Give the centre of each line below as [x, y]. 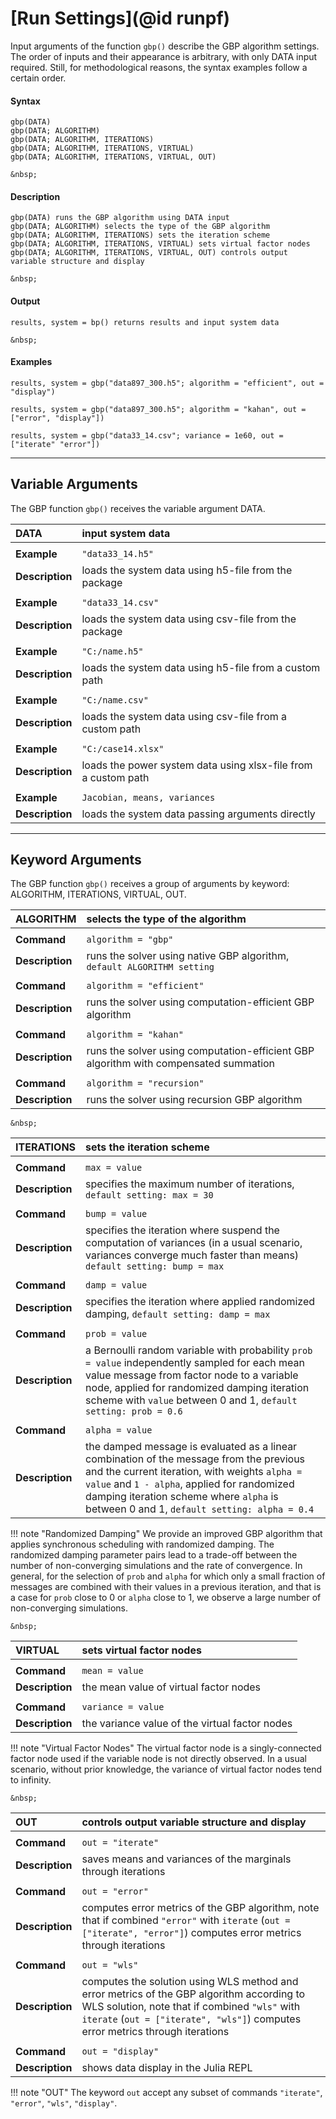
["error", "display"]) [57, 418]
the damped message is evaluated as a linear [191, 1447]
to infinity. [31, 1780]
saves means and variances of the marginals [186, 1859]
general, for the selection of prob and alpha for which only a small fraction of [168, 1576]
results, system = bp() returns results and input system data [145, 322]
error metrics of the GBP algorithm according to [193, 1994]
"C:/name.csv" [115, 700]
